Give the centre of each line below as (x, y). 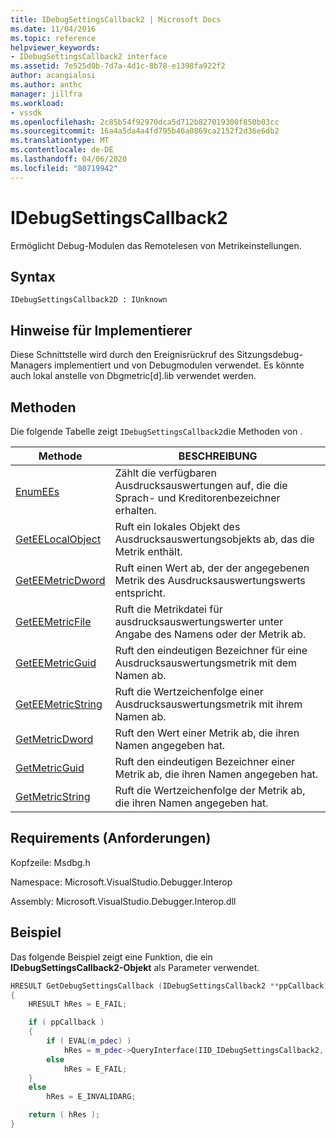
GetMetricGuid (50, 768)
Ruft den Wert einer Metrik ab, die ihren (207, 733)
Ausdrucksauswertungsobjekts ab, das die (214, 539)
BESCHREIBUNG (218, 456)
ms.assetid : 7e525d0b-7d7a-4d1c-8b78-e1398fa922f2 (118, 66)
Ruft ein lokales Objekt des (177, 526)
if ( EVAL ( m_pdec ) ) (89, 1041)
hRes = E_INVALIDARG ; (91, 1097)
